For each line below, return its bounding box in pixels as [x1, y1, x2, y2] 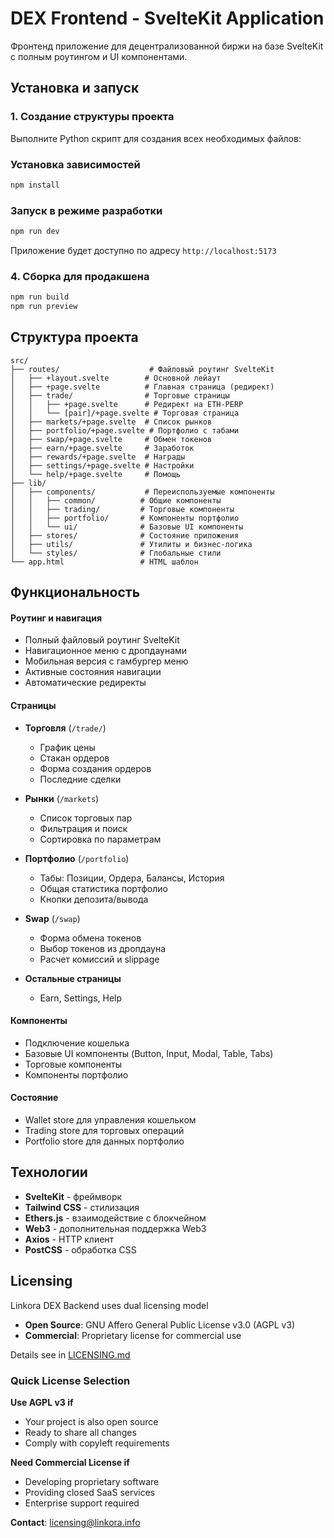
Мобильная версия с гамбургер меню [24, 655, 189, 667]
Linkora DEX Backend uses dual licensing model [10, 1299, 209, 1311]
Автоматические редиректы [24, 677, 147, 689]
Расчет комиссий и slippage [39, 953, 160, 965]
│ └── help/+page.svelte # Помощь [10, 469, 182, 479]
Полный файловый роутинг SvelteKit [24, 634, 180, 646]
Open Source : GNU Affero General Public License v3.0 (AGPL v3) [24, 1318, 296, 1331]
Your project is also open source [24, 1415, 159, 1427]
